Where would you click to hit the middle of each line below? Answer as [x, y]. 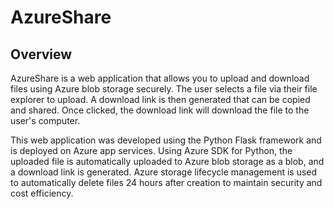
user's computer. [45, 120]
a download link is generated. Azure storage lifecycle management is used [164, 172]
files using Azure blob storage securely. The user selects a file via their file [164, 89]
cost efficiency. [42, 193]
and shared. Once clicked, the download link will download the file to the [160, 110]
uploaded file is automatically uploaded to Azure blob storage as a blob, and [167, 161]
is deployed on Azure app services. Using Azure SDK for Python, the [151, 150]
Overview [41, 54]
